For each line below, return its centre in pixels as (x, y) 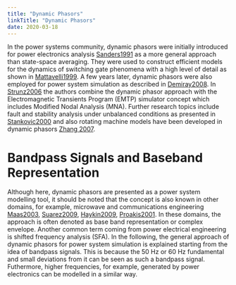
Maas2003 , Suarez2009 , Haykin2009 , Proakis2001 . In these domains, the (114, 215)
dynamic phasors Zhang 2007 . (51, 129)
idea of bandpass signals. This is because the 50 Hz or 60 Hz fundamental (116, 252)
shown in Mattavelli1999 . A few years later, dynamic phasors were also (110, 77)
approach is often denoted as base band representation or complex (105, 222)
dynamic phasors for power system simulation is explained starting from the (117, 244)
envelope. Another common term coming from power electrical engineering (117, 229)
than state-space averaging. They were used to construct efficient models (115, 62)
